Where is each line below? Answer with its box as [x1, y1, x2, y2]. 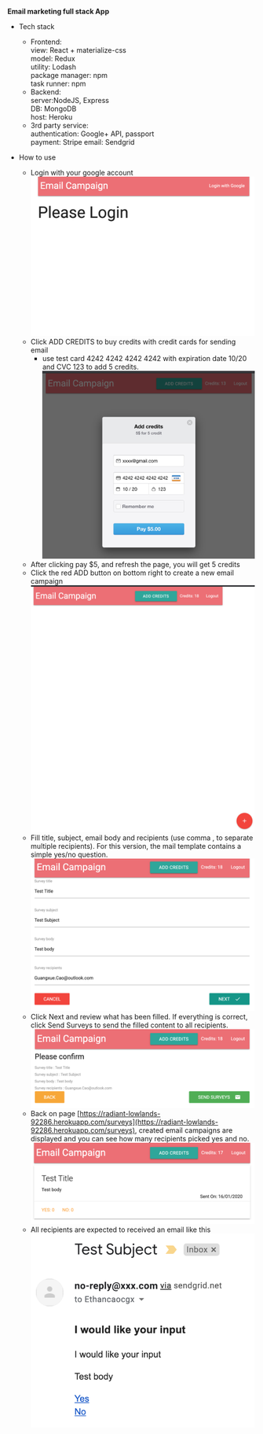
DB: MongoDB [30, 104, 77, 113]
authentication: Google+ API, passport [30, 129, 155, 138]
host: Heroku [30, 112, 73, 121]
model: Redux [30, 54, 75, 63]
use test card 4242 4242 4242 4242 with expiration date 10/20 [42, 354, 247, 363]
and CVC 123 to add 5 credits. [42, 362, 139, 372]
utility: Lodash [30, 62, 76, 72]
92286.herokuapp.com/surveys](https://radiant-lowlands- [30, 1117, 219, 1126]
